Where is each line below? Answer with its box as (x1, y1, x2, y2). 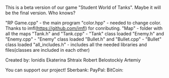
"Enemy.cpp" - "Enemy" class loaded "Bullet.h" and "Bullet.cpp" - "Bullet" (5, 36, 162, 42)
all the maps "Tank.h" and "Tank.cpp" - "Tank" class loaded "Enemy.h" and (5, 31, 164, 36)
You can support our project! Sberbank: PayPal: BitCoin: (5, 67, 124, 73)
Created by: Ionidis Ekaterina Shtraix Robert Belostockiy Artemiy (5, 57, 141, 63)
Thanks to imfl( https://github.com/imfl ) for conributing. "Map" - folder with (5, 25, 163, 31)
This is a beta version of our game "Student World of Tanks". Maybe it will (5, 5, 161, 10)
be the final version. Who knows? (5, 10, 76, 16)
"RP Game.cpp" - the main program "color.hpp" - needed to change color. (5, 20, 161, 26)
